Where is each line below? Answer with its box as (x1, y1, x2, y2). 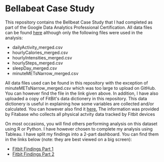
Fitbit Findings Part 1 (12, 146, 54, 152)
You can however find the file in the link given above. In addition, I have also (5, 90, 159, 96)
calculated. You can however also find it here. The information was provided (5, 106, 160, 112)
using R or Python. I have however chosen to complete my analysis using (5, 126, 153, 132)
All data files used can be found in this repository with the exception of (5, 80, 148, 86)
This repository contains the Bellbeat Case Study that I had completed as (5, 19, 153, 25)
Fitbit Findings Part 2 (12, 151, 55, 157)
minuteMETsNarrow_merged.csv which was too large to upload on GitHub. (5, 85, 156, 91)
